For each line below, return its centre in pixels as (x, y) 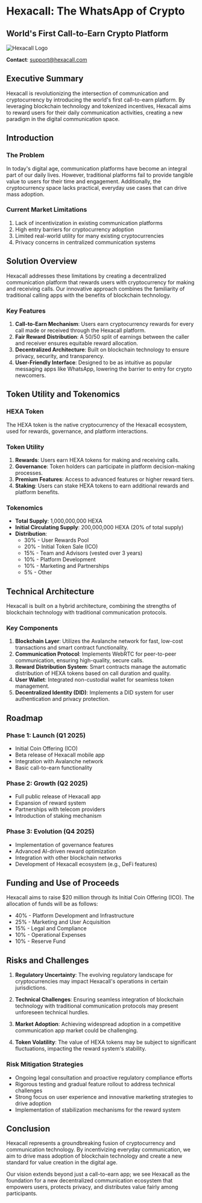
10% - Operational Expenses (50, 935)
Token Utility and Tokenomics (63, 394)
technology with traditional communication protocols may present (96, 1006)
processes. (29, 472)
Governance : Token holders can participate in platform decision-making (105, 466)
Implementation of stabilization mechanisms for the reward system (98, 1110)
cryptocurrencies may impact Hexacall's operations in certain (91, 982)
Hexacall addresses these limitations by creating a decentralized (87, 276)
